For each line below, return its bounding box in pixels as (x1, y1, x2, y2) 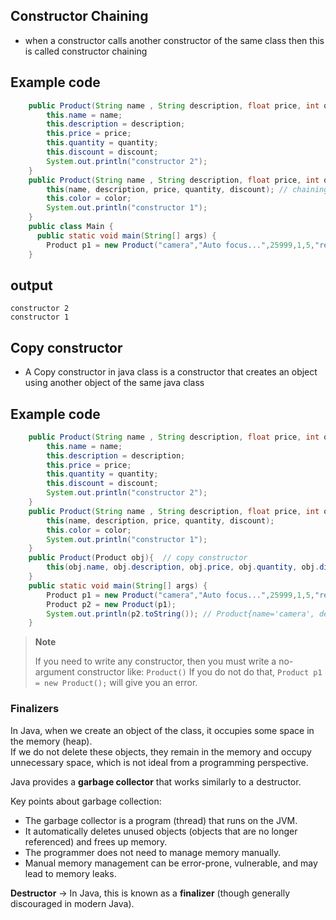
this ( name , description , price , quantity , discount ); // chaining (46, 184, 329, 194)
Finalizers (10, 702, 60, 716)
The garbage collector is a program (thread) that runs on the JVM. (24, 814, 298, 826)
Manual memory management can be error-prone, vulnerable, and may (24, 857, 318, 869)
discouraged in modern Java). (10, 897, 135, 909)
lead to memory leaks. (24, 867, 117, 879)
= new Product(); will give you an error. (34, 677, 198, 689)
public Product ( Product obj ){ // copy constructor (28, 553, 248, 563)
